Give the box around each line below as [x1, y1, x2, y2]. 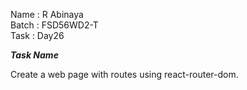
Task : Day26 [10, 30, 65, 41]
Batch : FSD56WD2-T [10, 19, 99, 31]
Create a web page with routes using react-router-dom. [10, 69, 239, 80]
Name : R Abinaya [10, 9, 84, 20]
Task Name [10, 49, 59, 61]
